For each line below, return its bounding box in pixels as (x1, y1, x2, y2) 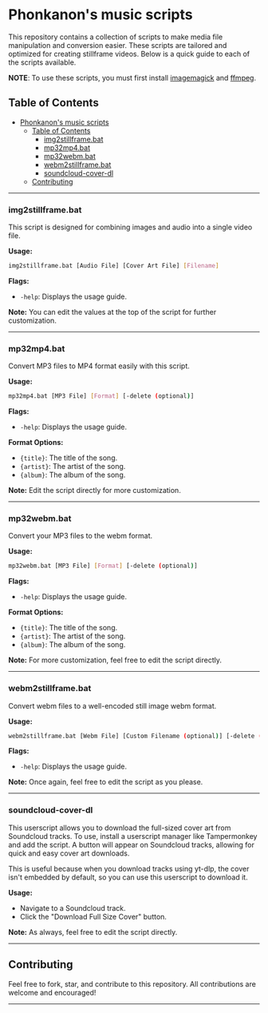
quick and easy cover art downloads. (8, 848, 130, 858)
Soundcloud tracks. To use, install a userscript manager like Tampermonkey (8, 831, 258, 840)
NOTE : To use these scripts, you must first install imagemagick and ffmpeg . (8, 73, 257, 82)
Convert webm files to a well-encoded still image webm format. (8, 701, 217, 710)
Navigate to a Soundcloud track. (19, 903, 126, 912)
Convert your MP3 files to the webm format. (8, 531, 153, 541)
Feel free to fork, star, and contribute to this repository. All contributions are (8, 979, 257, 988)
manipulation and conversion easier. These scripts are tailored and (8, 40, 227, 50)
